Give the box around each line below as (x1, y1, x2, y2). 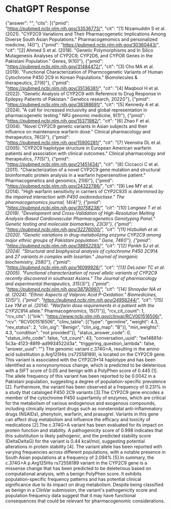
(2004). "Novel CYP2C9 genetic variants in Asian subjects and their (5, 123, 148, 129)
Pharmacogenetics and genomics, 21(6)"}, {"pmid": (5, 177, 114, 183)
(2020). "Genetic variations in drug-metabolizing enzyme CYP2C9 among (5, 232, 161, 238)
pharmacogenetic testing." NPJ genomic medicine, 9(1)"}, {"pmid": (5, 112, 145, 118)
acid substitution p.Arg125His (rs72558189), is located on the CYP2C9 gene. (5, 351, 166, 357)
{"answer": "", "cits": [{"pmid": (5, 20, 69, 26)
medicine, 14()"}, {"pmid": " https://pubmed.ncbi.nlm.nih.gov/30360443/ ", (5, 41, 160, 48)
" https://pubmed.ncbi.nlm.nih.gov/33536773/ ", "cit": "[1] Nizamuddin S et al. (5, 25, 166, 31)
